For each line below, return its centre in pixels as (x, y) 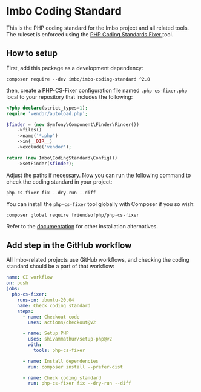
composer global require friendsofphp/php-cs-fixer (73, 215)
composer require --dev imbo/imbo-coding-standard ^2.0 (78, 79)
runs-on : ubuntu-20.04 (46, 300)
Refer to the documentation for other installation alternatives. (82, 226)
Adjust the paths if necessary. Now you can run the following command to (99, 175)
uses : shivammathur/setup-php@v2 (70, 339)
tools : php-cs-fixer (59, 350)
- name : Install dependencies (60, 361)
